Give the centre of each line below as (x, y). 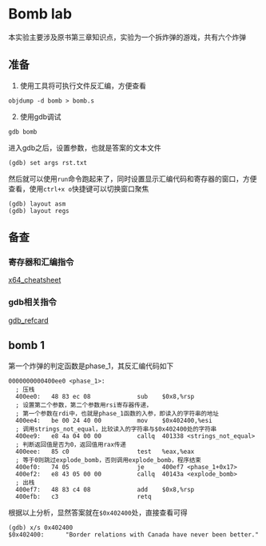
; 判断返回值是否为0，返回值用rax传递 (71, 444)
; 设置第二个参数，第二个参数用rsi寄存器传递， (84, 405)
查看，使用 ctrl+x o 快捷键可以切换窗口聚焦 (79, 188)
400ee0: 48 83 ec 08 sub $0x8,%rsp (105, 396)
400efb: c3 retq (83, 496)
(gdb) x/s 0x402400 (41, 528)
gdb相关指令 (33, 303)
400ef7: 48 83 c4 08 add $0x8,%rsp (105, 489)
